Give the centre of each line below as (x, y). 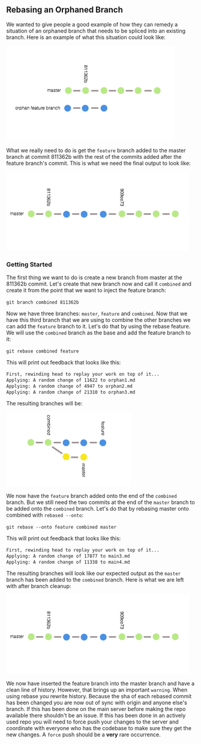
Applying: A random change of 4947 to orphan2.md (70, 386)
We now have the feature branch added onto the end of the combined (91, 496)
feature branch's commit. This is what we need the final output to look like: (98, 163)
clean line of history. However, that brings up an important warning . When (97, 690)
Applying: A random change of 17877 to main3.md (68, 556)
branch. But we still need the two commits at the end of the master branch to (100, 502)
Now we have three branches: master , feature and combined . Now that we (97, 314)
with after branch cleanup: (39, 586)
